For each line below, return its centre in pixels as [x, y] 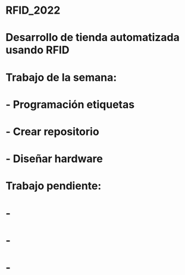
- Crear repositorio [52, 132]
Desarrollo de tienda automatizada [93, 38]
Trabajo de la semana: [61, 77]
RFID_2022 [33, 10]
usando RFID [37, 50]
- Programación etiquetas [70, 104]
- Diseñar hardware [54, 159]
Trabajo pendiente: [54, 186]
